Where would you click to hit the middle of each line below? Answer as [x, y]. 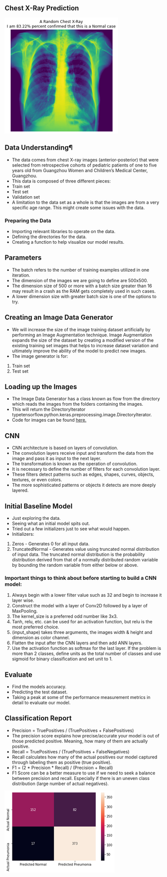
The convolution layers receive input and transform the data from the [83, 453]
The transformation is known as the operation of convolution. [75, 464]
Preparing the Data [28, 221]
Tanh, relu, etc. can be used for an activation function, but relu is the [82, 622]
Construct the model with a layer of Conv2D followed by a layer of [80, 606]
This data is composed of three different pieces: [61, 181]
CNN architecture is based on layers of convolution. [65, 448]
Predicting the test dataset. [40, 692]
